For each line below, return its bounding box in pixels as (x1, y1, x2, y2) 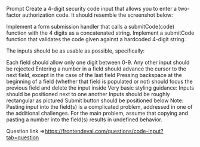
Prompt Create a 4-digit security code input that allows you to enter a (6, 5, 177, 12)
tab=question (6, 134, 39, 141)
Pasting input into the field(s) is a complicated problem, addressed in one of (6, 103, 193, 110)
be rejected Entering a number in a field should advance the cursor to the (6, 65, 187, 72)
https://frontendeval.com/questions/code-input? (44, 128, 164, 134)
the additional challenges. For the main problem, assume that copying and (6, 110, 188, 117)
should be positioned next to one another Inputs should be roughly (6, 91, 170, 97)
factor (6, 11, 21, 19)
